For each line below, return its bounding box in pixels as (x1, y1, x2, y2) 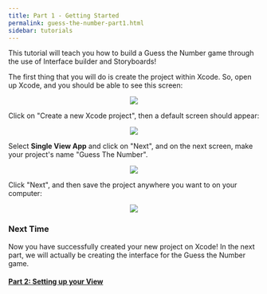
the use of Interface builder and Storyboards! (8, 57, 157, 66)
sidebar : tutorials (8, 26, 73, 34)
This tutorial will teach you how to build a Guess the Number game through (8, 49, 254, 58)
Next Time (8, 224, 49, 235)
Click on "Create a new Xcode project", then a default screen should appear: (8, 111, 260, 120)
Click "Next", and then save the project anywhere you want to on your (8, 180, 238, 190)
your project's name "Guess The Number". (8, 150, 148, 159)
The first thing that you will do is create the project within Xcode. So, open (8, 73, 252, 82)
